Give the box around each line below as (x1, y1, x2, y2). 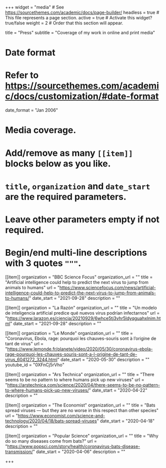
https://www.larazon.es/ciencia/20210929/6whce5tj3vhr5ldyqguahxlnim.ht (7, 315, 161, 321)
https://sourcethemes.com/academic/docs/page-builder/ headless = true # (5, 9, 160, 15)
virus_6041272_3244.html (5, 356, 58, 362)
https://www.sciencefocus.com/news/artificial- (59, 284, 156, 290)
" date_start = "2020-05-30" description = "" (57, 356, 150, 362)
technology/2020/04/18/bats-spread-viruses (5, 418, 97, 424)
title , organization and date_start (5, 181, 151, 192)
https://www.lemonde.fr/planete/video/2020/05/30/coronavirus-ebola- (7, 346, 153, 352)
